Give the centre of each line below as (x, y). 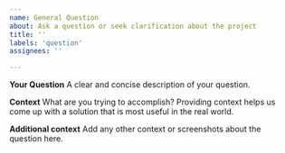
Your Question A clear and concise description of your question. (130, 85)
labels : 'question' (46, 43)
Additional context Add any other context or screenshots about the (135, 129)
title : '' (28, 34)
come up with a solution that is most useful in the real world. (122, 112)
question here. (36, 139)
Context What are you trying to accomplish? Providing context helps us (142, 102)
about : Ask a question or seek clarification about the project (133, 26)
